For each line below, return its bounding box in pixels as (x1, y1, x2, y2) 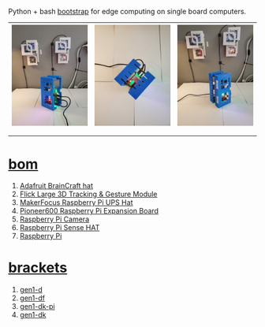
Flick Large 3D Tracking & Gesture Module (19, 189, 158, 199)
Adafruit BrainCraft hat (19, 181, 93, 191)
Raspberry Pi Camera (19, 214, 89, 224)
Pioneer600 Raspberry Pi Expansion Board (19, 206, 159, 216)
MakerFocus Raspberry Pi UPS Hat (19, 198, 133, 207)
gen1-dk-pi (19, 302, 55, 311)
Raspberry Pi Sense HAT (19, 223, 100, 232)
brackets (8, 259, 68, 277)
